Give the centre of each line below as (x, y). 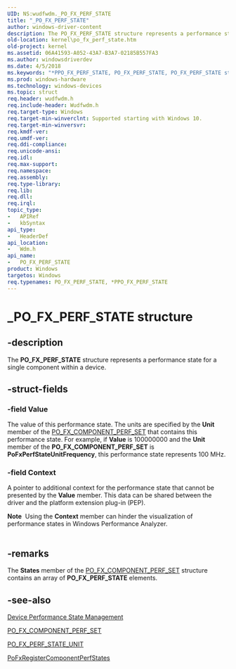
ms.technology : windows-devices (54, 86)
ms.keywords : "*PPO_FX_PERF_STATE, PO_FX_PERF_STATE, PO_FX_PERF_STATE (114, 72)
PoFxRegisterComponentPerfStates (59, 658)
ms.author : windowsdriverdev (50, 60)
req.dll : (20, 197)
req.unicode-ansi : (34, 151)
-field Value (28, 409)
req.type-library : (34, 184)
